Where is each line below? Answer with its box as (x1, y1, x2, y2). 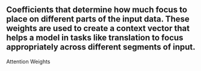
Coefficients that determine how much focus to (6, 5, 188, 15)
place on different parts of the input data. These (6, 14, 190, 24)
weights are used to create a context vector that (6, 23, 190, 33)
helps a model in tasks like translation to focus (6, 33, 184, 43)
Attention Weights (6, 58, 51, 65)
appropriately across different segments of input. (6, 42, 196, 53)
